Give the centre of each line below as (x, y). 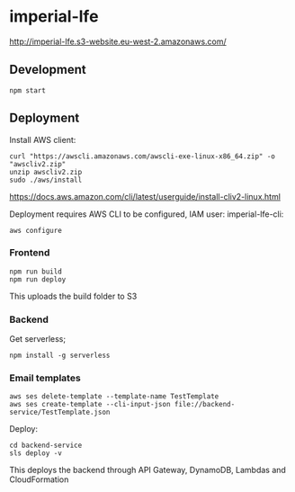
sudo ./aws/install (46, 180)
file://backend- (205, 405)
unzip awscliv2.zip (46, 172)
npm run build (36, 272)
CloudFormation (39, 479)
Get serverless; (37, 339)
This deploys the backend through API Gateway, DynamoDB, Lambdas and (147, 470)
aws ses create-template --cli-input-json (90, 405)
